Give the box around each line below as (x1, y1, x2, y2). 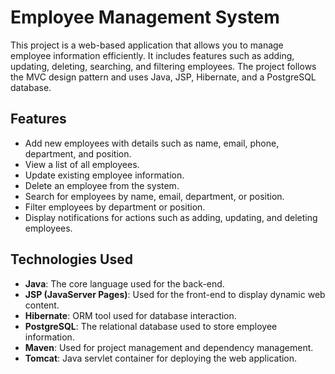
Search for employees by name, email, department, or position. (24, 190, 285, 202)
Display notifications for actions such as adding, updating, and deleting (24, 211, 318, 223)
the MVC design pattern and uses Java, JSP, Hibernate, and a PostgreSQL (10, 71, 317, 83)
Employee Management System (10, 6, 280, 29)
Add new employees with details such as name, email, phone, (24, 137, 280, 149)
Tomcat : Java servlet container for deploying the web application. (24, 352, 298, 364)
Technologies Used (10, 251, 133, 268)
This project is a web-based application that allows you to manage (10, 39, 284, 51)
